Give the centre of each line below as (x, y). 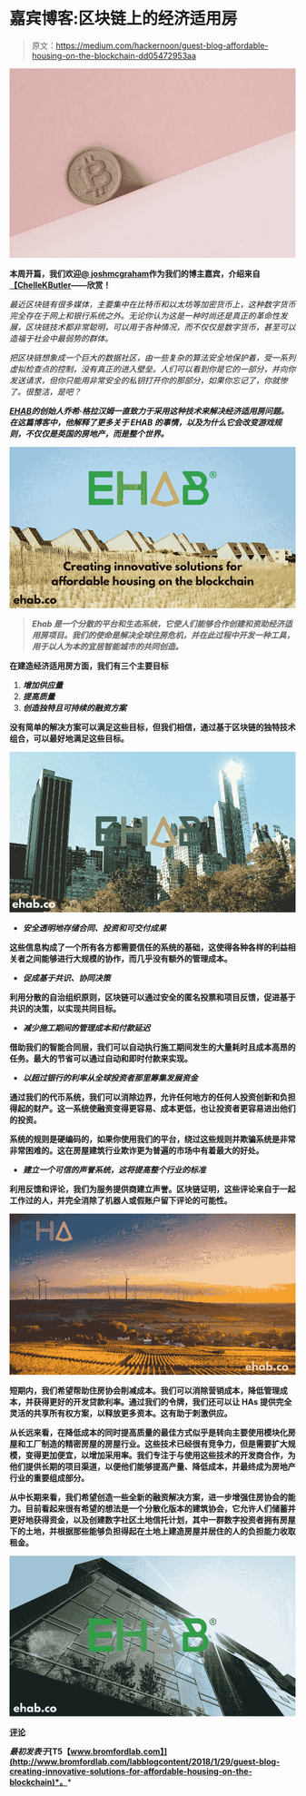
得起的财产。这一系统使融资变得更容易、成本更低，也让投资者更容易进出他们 (153, 1109)
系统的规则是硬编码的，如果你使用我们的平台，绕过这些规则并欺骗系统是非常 (153, 1140)
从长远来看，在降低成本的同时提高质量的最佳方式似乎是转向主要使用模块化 (148, 1433)
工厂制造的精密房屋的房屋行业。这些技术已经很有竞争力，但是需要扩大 (156, 1444)
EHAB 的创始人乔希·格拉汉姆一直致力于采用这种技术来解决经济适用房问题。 (149, 410)
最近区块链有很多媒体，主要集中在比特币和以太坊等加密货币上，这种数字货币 (153, 304)
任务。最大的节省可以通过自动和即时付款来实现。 (101, 1059)
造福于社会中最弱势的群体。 (61, 338)
